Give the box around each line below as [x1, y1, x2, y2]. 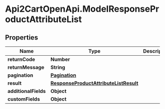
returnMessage [7, 64, 45, 70]
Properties [5, 33, 38, 42]
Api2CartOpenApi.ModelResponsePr [5, 3, 160, 15]
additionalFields [7, 88, 46, 94]
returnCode [7, 56, 35, 63]
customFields [7, 96, 40, 102]
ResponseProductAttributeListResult [51, 80, 138, 87]
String [51, 64, 65, 70]
